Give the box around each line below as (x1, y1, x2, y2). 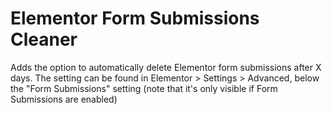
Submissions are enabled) (10, 93, 118, 105)
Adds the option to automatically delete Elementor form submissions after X (10, 61, 322, 73)
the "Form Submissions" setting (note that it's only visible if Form (10, 82, 278, 94)
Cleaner (10, 28, 78, 51)
